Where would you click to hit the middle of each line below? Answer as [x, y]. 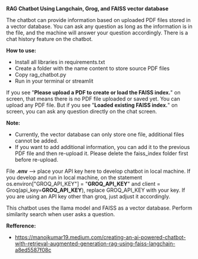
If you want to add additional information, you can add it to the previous [102, 147]
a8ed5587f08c [33, 250]
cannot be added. [36, 141]
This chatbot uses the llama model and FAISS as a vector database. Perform [99, 208]
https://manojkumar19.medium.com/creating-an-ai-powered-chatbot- [100, 237]
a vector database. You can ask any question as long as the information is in [99, 26]
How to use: [21, 50]
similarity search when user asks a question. [61, 214]
